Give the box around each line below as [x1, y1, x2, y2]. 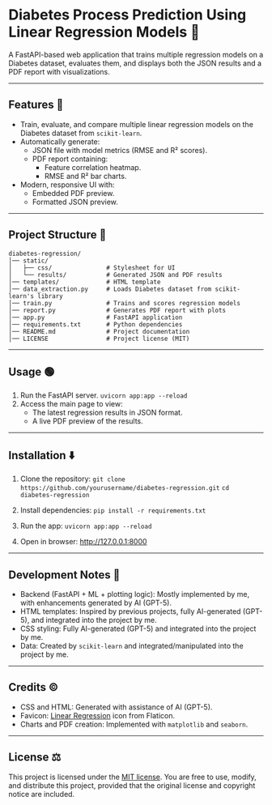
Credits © [8, 680, 59, 694]
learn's [8, 292, 35, 300]
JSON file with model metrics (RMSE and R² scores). [32, 145, 208, 155]
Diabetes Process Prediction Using [8, 6, 247, 24]
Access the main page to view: [19, 399, 123, 409]
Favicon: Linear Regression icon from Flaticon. [19, 710, 176, 720]
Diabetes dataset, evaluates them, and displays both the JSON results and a [8, 58, 261, 68]
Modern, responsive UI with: [19, 180, 115, 190]
